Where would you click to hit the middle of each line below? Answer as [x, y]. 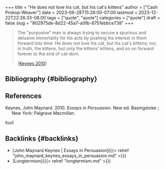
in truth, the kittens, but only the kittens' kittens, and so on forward [85, 48]
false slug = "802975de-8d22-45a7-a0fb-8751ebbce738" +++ [70, 23]
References [23, 96]
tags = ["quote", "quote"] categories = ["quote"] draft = [104, 18]
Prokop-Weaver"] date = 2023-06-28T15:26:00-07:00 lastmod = [71, 12]
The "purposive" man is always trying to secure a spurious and [82, 33]
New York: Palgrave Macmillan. [43, 113]
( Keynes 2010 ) [32, 63]
